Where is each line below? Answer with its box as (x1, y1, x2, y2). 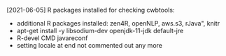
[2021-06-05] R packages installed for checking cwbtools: (6, 6, 175, 14)
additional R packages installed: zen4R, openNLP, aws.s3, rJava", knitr (16, 19, 220, 27)
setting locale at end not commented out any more (16, 41, 162, 49)
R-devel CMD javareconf (16, 34, 88, 42)
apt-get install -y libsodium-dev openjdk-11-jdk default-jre (16, 27, 184, 35)
